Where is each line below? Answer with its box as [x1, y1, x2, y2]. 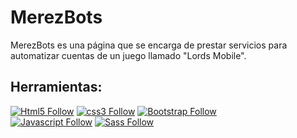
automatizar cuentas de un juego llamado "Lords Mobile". [10, 49, 247, 61]
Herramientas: [10, 79, 103, 96]
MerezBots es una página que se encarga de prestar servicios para [10, 39, 288, 51]
